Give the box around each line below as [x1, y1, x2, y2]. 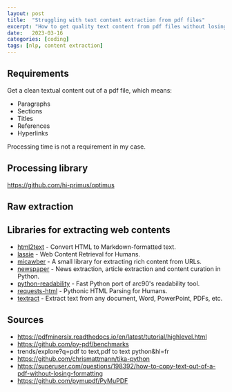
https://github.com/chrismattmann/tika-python [17, 354, 151, 363]
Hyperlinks [17, 129, 48, 137]
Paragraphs [17, 100, 50, 108]
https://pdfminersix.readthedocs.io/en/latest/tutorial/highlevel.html [17, 333, 207, 341]
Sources [7, 314, 44, 326]
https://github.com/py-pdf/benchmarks [17, 339, 129, 348]
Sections [17, 106, 43, 115]
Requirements [7, 68, 69, 80]
